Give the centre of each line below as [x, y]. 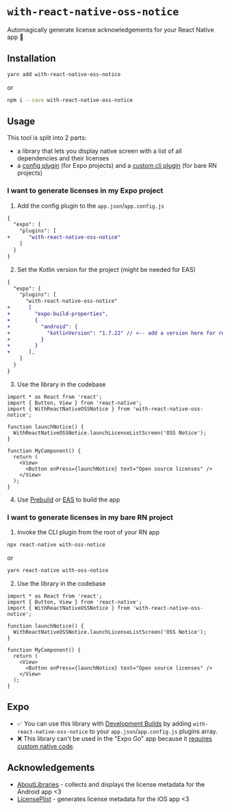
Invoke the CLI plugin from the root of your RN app [88, 532]
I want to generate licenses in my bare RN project [90, 517]
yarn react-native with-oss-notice [58, 571]
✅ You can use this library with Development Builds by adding [104, 723]
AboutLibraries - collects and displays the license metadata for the [111, 784]
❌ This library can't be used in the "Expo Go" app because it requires [114, 738]
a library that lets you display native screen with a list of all [99, 151]
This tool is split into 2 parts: [47, 138]
